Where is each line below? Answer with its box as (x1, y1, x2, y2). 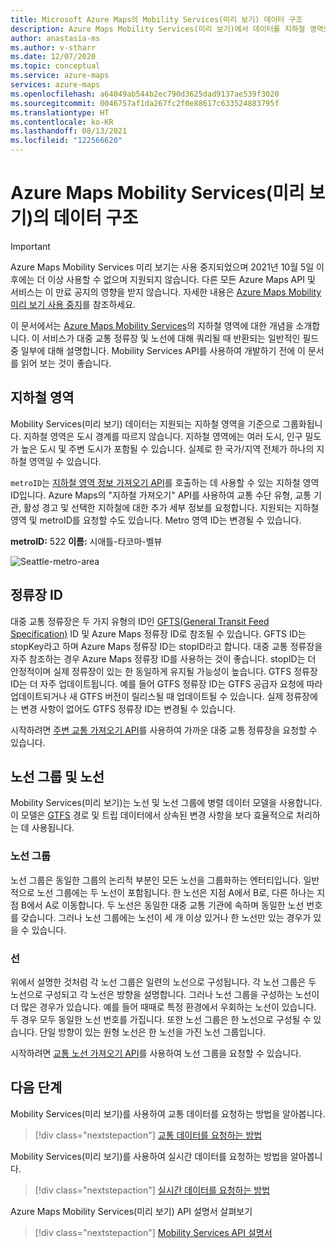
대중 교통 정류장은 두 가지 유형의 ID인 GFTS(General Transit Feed (10, 615, 270, 627)
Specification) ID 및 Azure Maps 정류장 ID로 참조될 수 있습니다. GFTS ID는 (10, 627, 307, 640)
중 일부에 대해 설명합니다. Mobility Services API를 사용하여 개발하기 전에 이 (10, 344, 306, 356)
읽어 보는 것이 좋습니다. (20, 357, 112, 369)
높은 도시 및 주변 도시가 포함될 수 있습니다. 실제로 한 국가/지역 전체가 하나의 (20, 442, 315, 455)
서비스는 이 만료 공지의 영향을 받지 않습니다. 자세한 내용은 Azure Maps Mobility (10, 286, 322, 298)
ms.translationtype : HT (10, 107, 110, 118)
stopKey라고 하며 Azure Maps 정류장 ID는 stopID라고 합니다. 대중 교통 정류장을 (10, 640, 323, 652)
